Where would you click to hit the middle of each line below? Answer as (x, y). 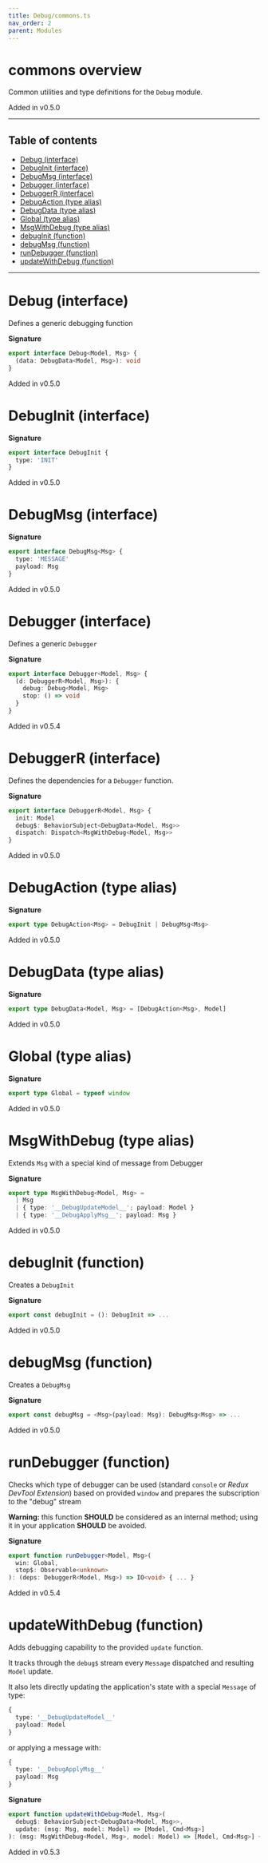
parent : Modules (35, 30)
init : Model (35, 818)
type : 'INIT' (37, 460)
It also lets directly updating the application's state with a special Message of (132, 1687)
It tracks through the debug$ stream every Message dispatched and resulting (131, 1663)
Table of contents (53, 140)
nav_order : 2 (30, 23)
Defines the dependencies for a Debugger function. (91, 781)
